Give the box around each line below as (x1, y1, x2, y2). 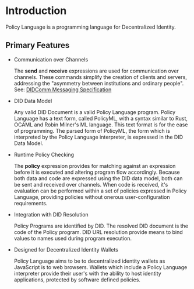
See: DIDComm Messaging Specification (13, 86, 112, 93)
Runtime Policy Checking (13, 151, 74, 158)
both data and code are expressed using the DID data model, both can (13, 174, 183, 182)
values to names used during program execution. (13, 235, 132, 242)
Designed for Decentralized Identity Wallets (13, 246, 119, 253)
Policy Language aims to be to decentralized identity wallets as (13, 257, 165, 264)
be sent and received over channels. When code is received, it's (13, 181, 168, 188)
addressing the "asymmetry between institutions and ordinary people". (13, 80, 184, 87)
